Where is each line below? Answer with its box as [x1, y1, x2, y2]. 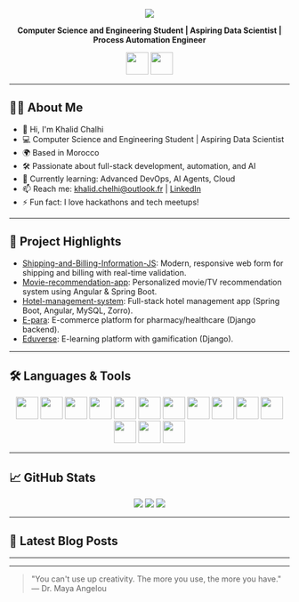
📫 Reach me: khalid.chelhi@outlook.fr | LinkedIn [21, 183, 202, 194]
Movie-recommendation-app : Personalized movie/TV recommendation [21, 277, 282, 287]
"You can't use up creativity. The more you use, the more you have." [30, 574, 282, 584]
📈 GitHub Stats [9, 470, 96, 485]
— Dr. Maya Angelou [30, 583, 107, 594]
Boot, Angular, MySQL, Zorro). [21, 305, 133, 316]
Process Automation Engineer [93, 35, 206, 44]
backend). [21, 324, 60, 334]
